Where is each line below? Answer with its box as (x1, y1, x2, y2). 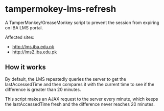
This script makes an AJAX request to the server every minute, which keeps (5, 96, 158, 102)
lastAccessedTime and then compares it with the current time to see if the (5, 81, 155, 87)
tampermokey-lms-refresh (5, 3, 117, 15)
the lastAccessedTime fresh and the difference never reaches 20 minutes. (5, 101, 155, 107)
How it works (5, 63, 46, 71)
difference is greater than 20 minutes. (5, 87, 81, 92)
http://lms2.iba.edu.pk (12, 49, 57, 55)
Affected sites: (5, 34, 35, 40)
